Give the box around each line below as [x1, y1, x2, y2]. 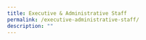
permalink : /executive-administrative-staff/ [7, 16, 139, 23]
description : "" [7, 22, 53, 29]
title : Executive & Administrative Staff [7, 9, 127, 17]
